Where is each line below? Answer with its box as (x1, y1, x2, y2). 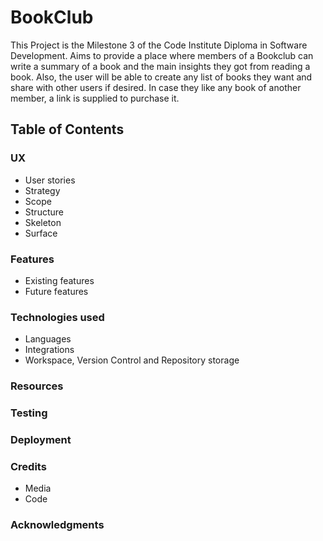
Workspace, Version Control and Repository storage (24, 354, 240, 366)
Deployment (10, 432, 72, 446)
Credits (10, 459, 47, 473)
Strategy (24, 184, 61, 196)
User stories (24, 174, 76, 186)
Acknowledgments (10, 518, 105, 532)
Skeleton (24, 216, 62, 228)
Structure (24, 206, 64, 218)
